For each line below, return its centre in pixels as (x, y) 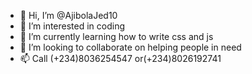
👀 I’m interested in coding (72, 26)
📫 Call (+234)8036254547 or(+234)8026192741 (120, 58)
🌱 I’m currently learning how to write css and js (116, 36)
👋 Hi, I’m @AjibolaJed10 (68, 15)
